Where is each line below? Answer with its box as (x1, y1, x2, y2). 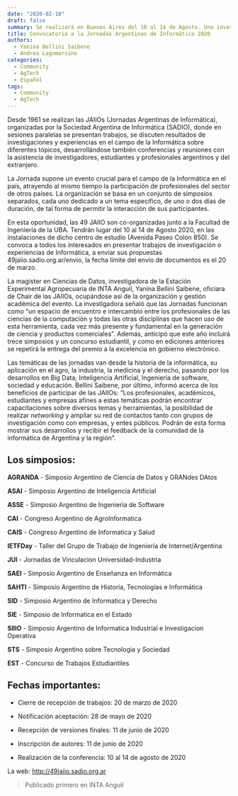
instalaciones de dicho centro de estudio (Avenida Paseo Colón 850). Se (7, 233, 219, 241)
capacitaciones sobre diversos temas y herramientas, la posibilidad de (7, 404, 213, 411)
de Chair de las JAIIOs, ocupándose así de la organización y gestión (7, 292, 206, 300)
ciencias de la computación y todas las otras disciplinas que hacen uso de (7, 314, 225, 323)
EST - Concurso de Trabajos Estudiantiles (7, 659, 130, 667)
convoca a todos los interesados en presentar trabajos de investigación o (7, 241, 222, 249)
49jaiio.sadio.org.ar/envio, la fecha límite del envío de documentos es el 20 (7, 256, 227, 264)
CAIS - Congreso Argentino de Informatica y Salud (7, 528, 155, 536)
